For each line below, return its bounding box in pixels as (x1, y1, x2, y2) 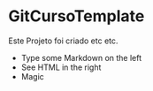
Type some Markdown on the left (20, 52, 142, 63)
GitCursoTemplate (8, 6, 145, 27)
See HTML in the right (20, 62, 102, 72)
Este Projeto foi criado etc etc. (8, 35, 119, 46)
